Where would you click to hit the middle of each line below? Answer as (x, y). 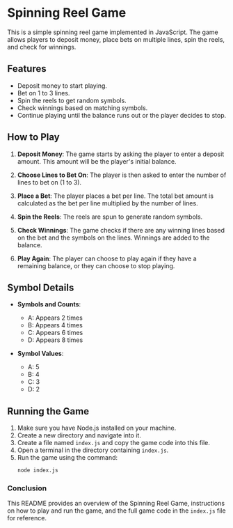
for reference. (27, 518)
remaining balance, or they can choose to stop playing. (96, 265)
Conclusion (27, 488)
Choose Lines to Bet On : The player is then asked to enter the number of (122, 175)
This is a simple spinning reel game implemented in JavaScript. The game (113, 32)
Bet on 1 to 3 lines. (43, 93)
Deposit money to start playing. (62, 86)
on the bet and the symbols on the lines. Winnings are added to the (113, 238)
